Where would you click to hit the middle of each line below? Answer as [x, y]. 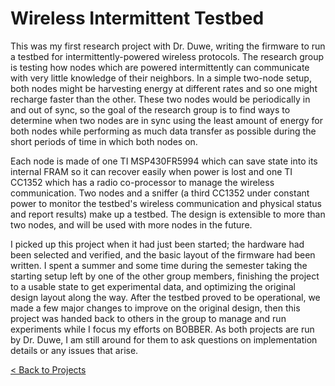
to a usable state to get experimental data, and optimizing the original [153, 286]
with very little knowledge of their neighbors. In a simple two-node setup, [161, 78]
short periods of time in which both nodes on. [104, 141]
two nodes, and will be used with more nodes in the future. [131, 224]
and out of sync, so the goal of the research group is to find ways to [150, 109]
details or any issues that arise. [74, 350]
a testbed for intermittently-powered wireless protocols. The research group [167, 56]
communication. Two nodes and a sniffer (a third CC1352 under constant [160, 193]
